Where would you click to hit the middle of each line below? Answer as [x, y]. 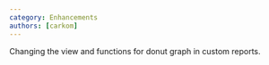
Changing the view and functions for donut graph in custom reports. [135, 51]
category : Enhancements [54, 17]
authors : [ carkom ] [43, 26]
